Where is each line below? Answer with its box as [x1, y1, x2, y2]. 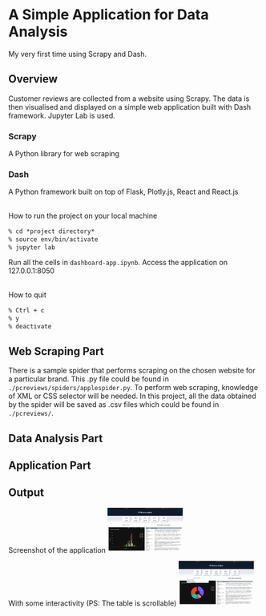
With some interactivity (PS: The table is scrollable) [8, 598, 177, 608]
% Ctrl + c [8, 307, 45, 315]
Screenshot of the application [8, 545, 107, 554]
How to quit [8, 290, 46, 300]
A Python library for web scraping [8, 149, 120, 159]
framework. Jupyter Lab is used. [8, 111, 116, 120]
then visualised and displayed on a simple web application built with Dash [8, 102, 252, 111]
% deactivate [8, 323, 52, 331]
